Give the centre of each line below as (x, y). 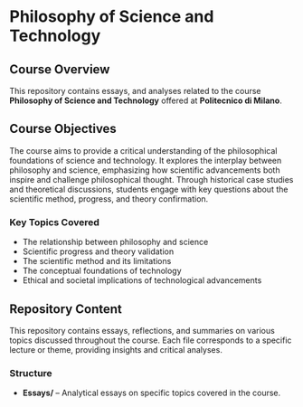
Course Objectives (63, 129)
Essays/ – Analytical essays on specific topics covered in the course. (151, 393)
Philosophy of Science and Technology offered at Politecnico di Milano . (146, 100)
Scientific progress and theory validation (98, 251)
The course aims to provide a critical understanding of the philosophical (143, 150)
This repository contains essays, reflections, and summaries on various (142, 330)
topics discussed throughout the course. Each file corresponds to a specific (151, 340)
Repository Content (66, 309)
